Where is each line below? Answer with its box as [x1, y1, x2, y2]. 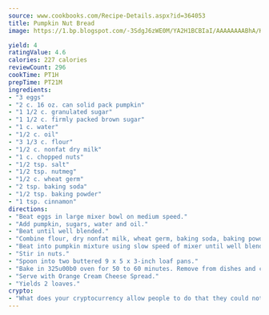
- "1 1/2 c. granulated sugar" [8, 108, 113, 116]
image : [8, 26, 30, 34]
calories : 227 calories [8, 56, 88, 64]
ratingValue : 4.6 [8, 49, 66, 57]
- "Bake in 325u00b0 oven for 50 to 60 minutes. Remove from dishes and [8, 265, 256, 273]
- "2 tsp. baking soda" [8, 183, 88, 191]
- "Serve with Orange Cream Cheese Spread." [8, 272, 159, 281]
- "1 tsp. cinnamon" [8, 197, 78, 205]
